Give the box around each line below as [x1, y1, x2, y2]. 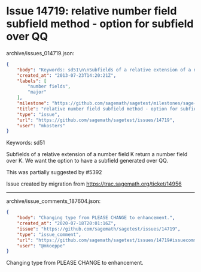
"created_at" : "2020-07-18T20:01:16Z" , [17, 220, 117, 226]
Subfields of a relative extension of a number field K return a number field [6, 151, 188, 158]
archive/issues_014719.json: [6, 49, 75, 56]
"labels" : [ [17, 78, 47, 84]
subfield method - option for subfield [6, 17, 194, 31]
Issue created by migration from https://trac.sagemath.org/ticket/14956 [6, 180, 182, 187]
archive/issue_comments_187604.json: [6, 198, 101, 205]
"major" [28, 89, 47, 95]
